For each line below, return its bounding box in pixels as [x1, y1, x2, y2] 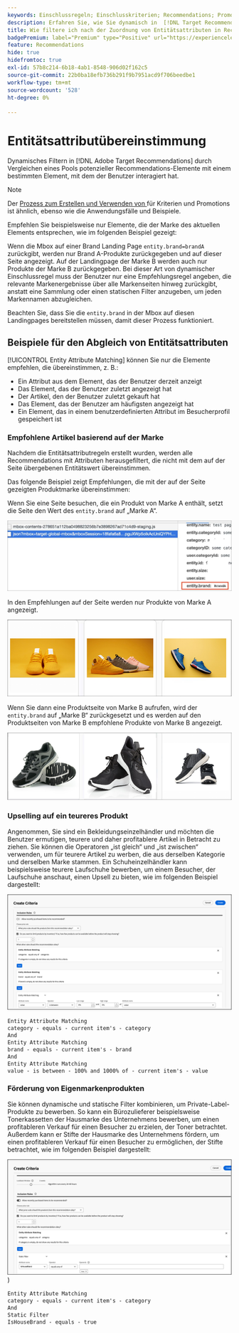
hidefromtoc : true [7, 57, 62, 64]
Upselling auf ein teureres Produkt [7, 811, 128, 821]
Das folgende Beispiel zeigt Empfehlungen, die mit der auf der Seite [7, 477, 206, 487]
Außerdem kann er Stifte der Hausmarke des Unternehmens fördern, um [7, 1130, 220, 1138]
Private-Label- [187, 1100, 230, 1108]
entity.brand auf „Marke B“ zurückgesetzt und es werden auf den [7, 711, 201, 719]
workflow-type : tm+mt [7, 79, 72, 86]
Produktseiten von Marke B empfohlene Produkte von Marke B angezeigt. [7, 718, 223, 727]
